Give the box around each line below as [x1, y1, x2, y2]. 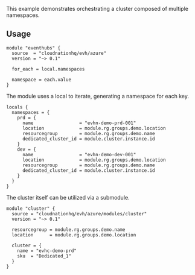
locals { [6, 104, 28, 110]
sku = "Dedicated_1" [17, 253, 71, 259]
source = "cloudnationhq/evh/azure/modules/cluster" [11, 210, 147, 217]
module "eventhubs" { [6, 45, 61, 51]
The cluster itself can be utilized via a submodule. [6, 194, 130, 201]
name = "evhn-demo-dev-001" [22, 151, 136, 157]
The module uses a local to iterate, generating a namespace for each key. [6, 92, 189, 100]
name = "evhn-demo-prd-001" [22, 120, 136, 126]
